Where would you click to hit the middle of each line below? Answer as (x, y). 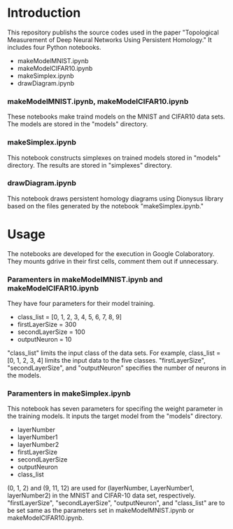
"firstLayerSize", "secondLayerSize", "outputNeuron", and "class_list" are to (116, 503)
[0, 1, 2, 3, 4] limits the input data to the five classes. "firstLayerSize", (106, 361)
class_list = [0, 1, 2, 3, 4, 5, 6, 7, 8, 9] (70, 317)
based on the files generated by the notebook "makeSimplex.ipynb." (106, 206)
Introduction (44, 13)
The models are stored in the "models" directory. (78, 124)
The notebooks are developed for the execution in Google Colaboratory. (111, 253)
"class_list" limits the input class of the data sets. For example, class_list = (114, 353)
